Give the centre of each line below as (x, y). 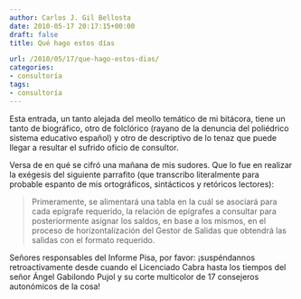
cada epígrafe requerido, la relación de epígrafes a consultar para (154, 211)
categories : (32, 68)
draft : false (34, 34)
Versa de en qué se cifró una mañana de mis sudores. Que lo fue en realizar (151, 164)
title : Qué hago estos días (62, 43)
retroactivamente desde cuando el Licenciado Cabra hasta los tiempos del (148, 266)
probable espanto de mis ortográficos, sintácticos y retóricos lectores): (141, 184)
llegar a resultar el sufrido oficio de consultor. (94, 147)
